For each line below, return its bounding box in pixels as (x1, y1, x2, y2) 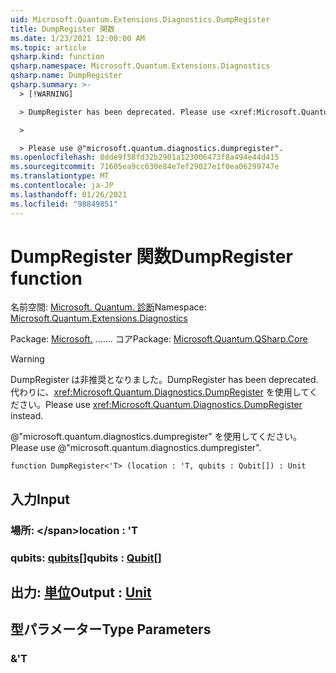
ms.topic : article (10, 42, 87, 53)
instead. (10, 410, 44, 422)
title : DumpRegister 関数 (10, 24, 115, 34)
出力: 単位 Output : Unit (10, 584, 152, 601)
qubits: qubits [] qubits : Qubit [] (10, 551, 162, 565)
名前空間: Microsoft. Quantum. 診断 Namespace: (10, 301, 207, 313)
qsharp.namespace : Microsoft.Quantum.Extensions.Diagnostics (10, 61, 271, 71)
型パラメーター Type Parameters (10, 621, 212, 638)
